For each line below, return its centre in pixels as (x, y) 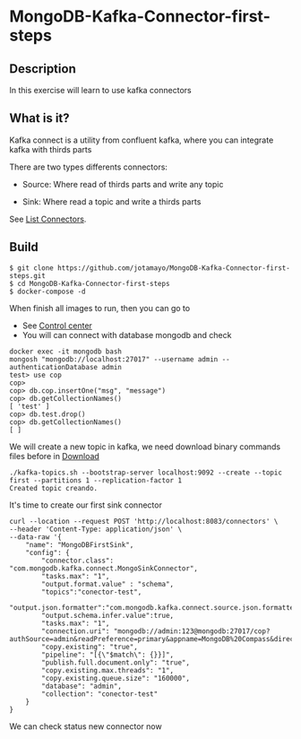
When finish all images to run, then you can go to (100, 308)
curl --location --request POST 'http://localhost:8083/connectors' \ (144, 521)
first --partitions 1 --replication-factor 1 (95, 480)
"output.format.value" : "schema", (108, 584)
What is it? (39, 118)
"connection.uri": (76, 631)
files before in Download (55, 456)
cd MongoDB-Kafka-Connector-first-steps (94, 283)
